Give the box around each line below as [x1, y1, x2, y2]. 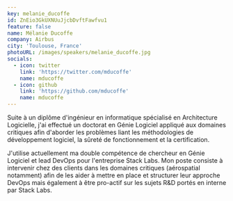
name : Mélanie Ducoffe [7, 29, 73, 37]
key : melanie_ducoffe [7, 10, 70, 17]
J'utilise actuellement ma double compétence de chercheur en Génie [7, 149, 205, 157]
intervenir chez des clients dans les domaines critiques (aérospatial [7, 164, 200, 172]
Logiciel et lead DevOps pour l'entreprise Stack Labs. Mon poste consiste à [7, 156, 223, 164]
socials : [7, 56, 33, 63]
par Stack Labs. [7, 186, 52, 194]
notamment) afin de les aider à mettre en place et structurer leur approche [7, 171, 220, 179]
